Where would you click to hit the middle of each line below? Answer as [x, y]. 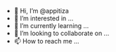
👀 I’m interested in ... [44, 18]
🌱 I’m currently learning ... [51, 26]
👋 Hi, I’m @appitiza [41, 11]
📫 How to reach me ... [46, 41]
